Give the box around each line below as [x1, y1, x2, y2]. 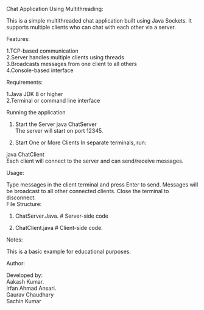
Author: [6, 260, 26, 267]
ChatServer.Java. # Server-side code [15, 212, 108, 220]
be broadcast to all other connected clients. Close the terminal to [6, 188, 169, 194]
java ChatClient [6, 151, 44, 158]
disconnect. [6, 194, 37, 201]
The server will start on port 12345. [15, 127, 104, 134]
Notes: [6, 236, 23, 243]
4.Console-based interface [6, 67, 74, 74]
